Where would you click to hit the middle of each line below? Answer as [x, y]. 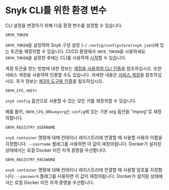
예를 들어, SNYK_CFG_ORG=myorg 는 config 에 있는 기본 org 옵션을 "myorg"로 [79, 111]
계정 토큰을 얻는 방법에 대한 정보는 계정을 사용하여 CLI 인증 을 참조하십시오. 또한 [83, 68]
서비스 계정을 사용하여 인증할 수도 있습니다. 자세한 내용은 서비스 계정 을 [75, 74]
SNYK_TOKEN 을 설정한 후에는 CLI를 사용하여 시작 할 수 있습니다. [66, 58]
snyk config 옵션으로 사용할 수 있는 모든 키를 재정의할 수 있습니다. [71, 101]
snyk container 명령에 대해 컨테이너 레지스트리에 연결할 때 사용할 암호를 [77, 170]
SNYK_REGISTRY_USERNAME [30, 127]
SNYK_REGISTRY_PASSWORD [30, 160]
